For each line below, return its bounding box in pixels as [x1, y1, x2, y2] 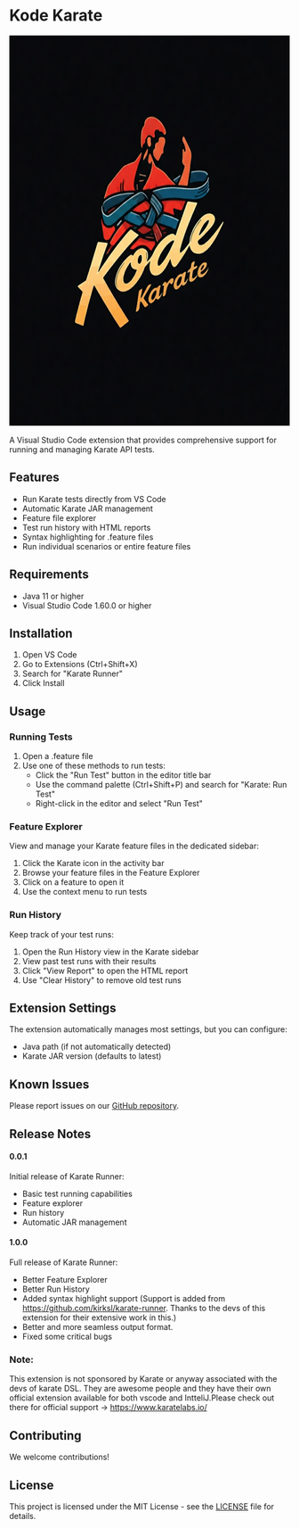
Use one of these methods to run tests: [21, 760, 166, 772]
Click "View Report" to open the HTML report [21, 965, 189, 976]
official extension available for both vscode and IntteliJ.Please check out [9, 1392, 275, 1403]
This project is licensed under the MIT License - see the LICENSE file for [9, 1501, 274, 1512]
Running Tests [9, 731, 73, 743]
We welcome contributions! [9, 1451, 109, 1463]
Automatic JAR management [21, 1217, 127, 1227]
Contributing [9, 1428, 82, 1443]
